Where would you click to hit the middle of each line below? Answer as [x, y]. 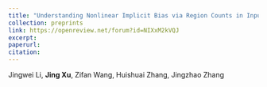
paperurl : [25, 45]
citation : [25, 52]
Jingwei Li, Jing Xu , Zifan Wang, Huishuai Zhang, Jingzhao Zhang [116, 75]
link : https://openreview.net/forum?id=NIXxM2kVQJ [94, 30]
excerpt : [23, 38]
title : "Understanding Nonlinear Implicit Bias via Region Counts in [126, 15]
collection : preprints [46, 23]
